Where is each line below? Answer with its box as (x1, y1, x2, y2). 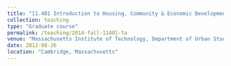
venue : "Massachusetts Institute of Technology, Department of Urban (7, 36, 211, 43)
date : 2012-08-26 (7, 42, 57, 49)
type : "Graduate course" (7, 23, 78, 30)
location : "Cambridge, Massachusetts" (7, 49, 118, 56)
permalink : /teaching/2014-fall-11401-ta (7, 29, 128, 36)
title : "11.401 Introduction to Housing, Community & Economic (7, 10, 192, 17)
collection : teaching (7, 16, 69, 23)
